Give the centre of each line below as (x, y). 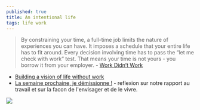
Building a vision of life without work (59, 77)
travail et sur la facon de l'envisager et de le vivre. (76, 90)
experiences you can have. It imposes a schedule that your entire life (105, 46)
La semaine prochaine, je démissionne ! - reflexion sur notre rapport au (102, 83)
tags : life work (26, 23)
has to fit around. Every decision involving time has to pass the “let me (107, 53)
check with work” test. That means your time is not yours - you (98, 59)
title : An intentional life (41, 17)
